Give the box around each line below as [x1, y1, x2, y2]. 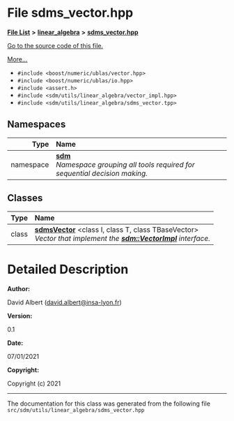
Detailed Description [7, 261, 129, 277]
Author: [7, 284, 31, 293]
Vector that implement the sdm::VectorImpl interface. [34, 233, 210, 243]
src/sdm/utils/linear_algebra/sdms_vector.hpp [7, 406, 145, 413]
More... [7, 54, 28, 64]
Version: [7, 311, 33, 320]
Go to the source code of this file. [7, 41, 104, 50]
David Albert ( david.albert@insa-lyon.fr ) [7, 298, 122, 306]
